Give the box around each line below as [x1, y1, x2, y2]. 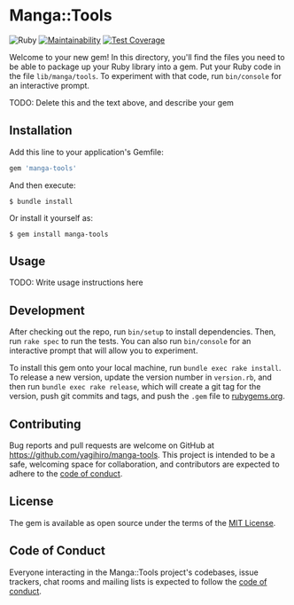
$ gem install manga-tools [9, 230, 109, 239]
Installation [9, 123, 73, 138]
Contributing [9, 416, 81, 431]
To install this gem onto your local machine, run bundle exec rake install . [9, 363, 282, 373]
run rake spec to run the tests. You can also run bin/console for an [9, 336, 251, 347]
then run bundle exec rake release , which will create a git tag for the [9, 381, 261, 392]
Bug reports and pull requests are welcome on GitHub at [9, 440, 215, 451]
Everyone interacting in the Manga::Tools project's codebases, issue [9, 567, 259, 577]
